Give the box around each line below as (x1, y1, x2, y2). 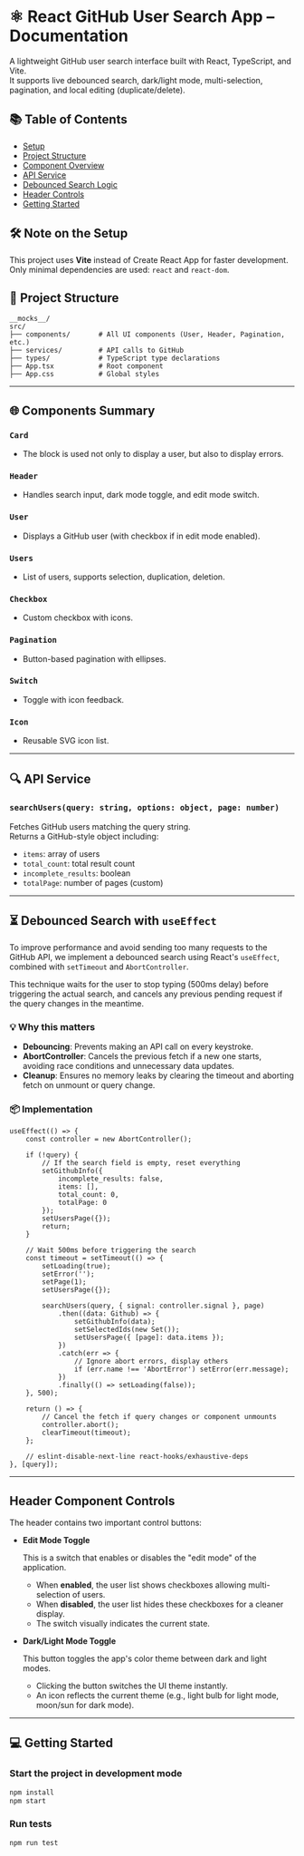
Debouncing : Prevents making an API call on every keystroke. (22, 1041, 254, 1052)
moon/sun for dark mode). (35, 1700, 135, 1711)
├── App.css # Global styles (9, 370, 160, 379)
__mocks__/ (9, 315, 51, 324)
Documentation (9, 25, 129, 46)
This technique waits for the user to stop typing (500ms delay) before (9, 978, 269, 989)
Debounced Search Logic (22, 179, 118, 189)
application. (22, 1562, 67, 1573)
